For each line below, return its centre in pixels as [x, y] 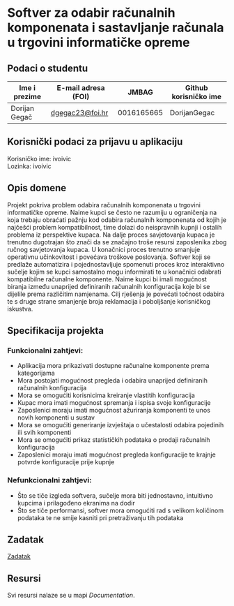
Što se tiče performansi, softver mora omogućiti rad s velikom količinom [120, 510]
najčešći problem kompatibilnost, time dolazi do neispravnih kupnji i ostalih [115, 227]
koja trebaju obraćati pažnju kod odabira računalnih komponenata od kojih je [117, 220]
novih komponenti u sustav [56, 417]
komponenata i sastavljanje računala [116, 28]
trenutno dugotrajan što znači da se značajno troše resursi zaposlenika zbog [117, 242]
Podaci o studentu [48, 68]
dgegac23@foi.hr [79, 113]
